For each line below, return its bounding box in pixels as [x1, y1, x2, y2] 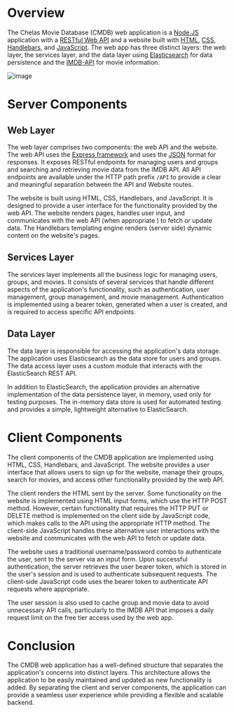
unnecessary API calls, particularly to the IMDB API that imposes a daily [7, 606, 214, 614]
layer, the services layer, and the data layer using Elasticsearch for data [7, 51, 213, 59]
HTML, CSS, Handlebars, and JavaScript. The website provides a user [7, 460, 210, 469]
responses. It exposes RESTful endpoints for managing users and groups [7, 157, 219, 166]
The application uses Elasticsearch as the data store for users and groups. [7, 354, 222, 363]
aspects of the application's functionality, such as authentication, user [7, 285, 210, 293]
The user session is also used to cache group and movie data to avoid [7, 598, 209, 607]
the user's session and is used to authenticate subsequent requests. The [7, 569, 217, 578]
